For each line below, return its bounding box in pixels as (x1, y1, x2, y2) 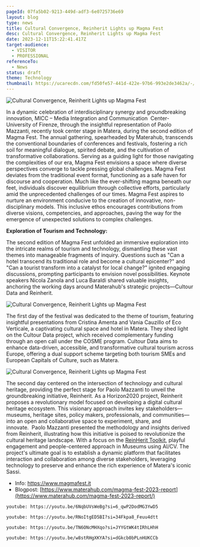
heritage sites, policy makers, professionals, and (32, 411, 152, 418)
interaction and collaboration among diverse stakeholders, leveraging (6, 455, 176, 463)
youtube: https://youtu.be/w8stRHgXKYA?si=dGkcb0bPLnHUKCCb (6, 535, 159, 541)
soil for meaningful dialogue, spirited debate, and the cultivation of (6, 146, 170, 153)
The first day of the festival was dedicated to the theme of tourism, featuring (6, 313, 194, 319)
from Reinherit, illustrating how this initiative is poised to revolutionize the (6, 430, 186, 437)
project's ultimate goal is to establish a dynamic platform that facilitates (6, 449, 181, 456)
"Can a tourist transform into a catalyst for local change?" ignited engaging (6, 264, 190, 271)
